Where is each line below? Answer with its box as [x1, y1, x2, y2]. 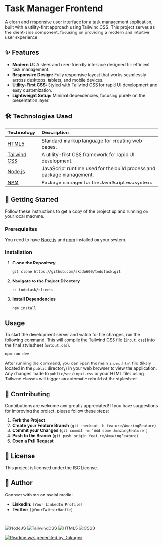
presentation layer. [12, 98, 49, 103]
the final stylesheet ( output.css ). [5, 342, 71, 348]
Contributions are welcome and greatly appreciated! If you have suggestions [5, 403, 158, 409]
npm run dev [5, 351, 29, 357]
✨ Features [5, 49, 39, 57]
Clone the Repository [12, 260, 56, 265]
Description [41, 129, 69, 136]
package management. [41, 171, 94, 178]
